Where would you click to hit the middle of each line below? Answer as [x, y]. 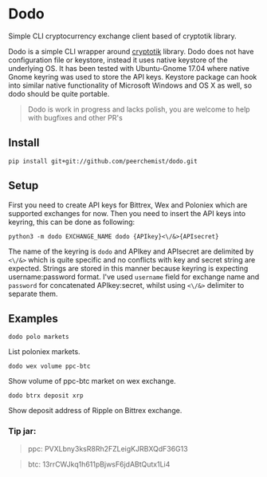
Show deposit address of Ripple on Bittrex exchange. [95, 411]
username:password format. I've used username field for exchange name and [134, 277]
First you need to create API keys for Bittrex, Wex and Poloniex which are [128, 205]
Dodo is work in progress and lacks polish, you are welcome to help [139, 109]
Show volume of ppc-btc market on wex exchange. [92, 381]
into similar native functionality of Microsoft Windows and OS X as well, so [130, 85]
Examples [33, 319]
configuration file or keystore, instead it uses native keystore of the [118, 60]
